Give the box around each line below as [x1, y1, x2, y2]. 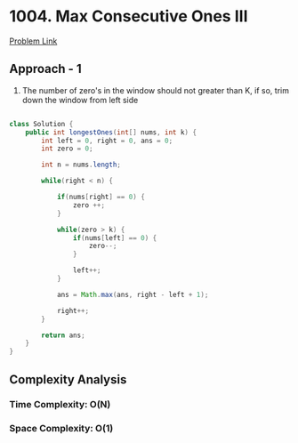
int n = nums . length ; [41, 160, 122, 170]
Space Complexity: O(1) [9, 423, 114, 435]
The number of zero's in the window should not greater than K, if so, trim [21, 85, 289, 95]
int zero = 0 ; [41, 144, 93, 153]
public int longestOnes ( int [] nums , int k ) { [25, 127, 197, 137]
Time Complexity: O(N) [9, 399, 111, 411]
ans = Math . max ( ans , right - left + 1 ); [56, 290, 209, 299]
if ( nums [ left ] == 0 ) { [72, 233, 157, 242]
